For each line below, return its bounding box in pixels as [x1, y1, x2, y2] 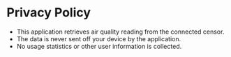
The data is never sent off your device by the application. [16, 34, 181, 43]
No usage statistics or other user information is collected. [16, 42, 182, 50]
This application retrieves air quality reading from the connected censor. [16, 27, 225, 36]
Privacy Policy [6, 5, 91, 21]
